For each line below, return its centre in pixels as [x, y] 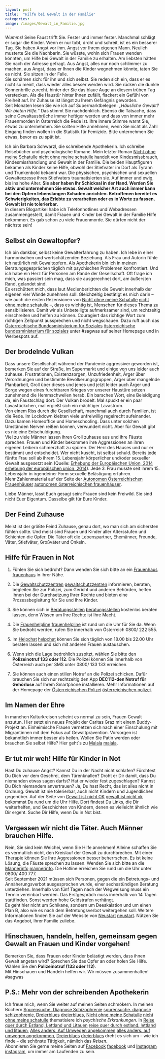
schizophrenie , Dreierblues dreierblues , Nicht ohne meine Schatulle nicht [79, 1015]
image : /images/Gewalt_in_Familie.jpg [45, 23]
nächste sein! [19, 225]
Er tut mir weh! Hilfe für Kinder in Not [63, 759]
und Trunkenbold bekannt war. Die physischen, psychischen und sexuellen [81, 173]
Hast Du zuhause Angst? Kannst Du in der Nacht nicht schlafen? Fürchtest [81, 771]
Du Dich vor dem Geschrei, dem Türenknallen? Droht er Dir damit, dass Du [81, 776]
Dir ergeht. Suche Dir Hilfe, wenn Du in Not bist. [53, 812]
